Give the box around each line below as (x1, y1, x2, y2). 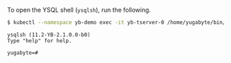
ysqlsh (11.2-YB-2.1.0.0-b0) (7, 31, 91, 38)
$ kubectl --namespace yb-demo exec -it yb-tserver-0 (7, 19, 165, 26)
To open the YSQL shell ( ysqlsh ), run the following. (7, 6, 151, 14)
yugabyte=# (7, 49, 38, 56)
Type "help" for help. (7, 37, 72, 44)
